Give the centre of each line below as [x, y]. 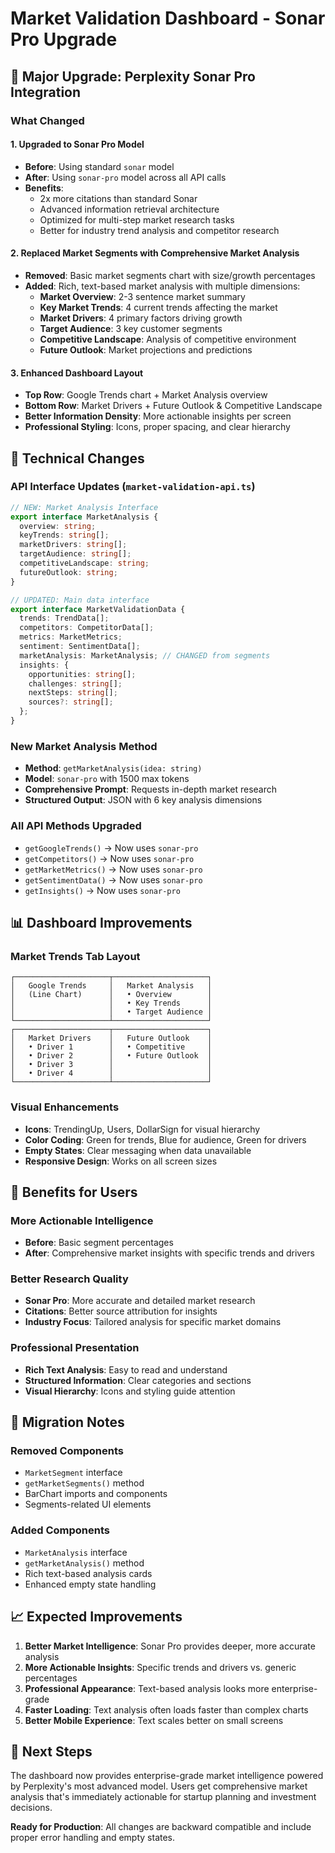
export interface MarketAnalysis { [84, 517]
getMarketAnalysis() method [84, 1563]
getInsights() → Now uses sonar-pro [102, 890]
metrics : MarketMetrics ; [71, 637]
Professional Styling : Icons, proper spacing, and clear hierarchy [157, 427]
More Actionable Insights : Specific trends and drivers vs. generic [160, 1667]
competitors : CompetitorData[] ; [87, 628]
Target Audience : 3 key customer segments [131, 328]
